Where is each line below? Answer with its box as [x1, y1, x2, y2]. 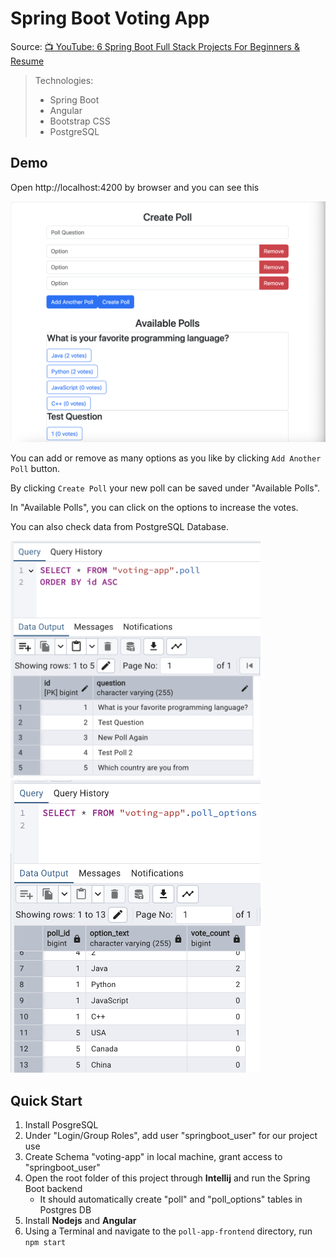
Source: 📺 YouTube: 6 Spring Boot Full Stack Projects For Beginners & [10, 40, 300, 52]
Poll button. [10, 462, 61, 474]
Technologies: [34, 74, 94, 86]
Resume [10, 55, 45, 67]
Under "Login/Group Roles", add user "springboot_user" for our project [24, 1129, 318, 1141]
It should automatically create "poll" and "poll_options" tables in [39, 1193, 303, 1205]
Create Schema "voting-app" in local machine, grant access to [24, 1150, 283, 1162]
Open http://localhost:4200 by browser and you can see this [10, 181, 260, 193]
